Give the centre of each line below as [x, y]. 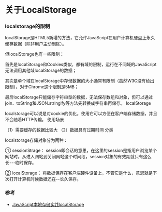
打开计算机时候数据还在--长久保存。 [45, 179]
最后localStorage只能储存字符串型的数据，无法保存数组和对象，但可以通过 [79, 97]
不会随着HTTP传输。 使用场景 [35, 120]
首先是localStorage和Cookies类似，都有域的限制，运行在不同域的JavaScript [81, 65]
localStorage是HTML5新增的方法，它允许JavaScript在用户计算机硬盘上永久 [80, 38]
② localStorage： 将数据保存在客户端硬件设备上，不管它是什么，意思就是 [79, 173]
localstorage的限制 [28, 26]
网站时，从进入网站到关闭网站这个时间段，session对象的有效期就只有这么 [78, 157]
